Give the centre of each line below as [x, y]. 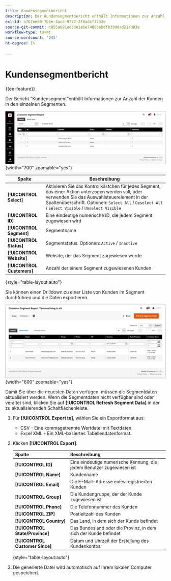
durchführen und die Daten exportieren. [47, 298]
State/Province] [32, 533]
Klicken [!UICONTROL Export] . [45, 443]
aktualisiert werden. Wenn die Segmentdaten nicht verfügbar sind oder [80, 397]
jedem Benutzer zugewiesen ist [103, 467]
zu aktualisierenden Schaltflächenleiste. [47, 408]
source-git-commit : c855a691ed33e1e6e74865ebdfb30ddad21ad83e [73, 27]
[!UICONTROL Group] [38, 497]
